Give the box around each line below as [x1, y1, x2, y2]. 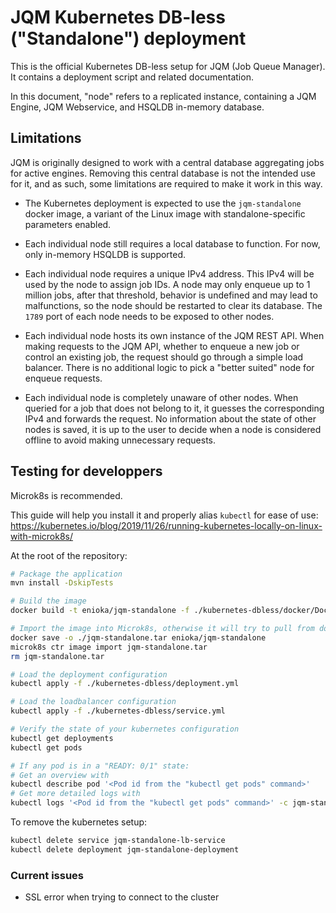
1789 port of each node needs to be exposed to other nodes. [24, 310, 275, 322]
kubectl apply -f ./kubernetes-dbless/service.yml [10, 706, 226, 716]
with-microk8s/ [10, 530, 74, 542]
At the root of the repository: [10, 549, 128, 561]
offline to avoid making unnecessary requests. [24, 434, 217, 446]
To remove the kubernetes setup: [10, 816, 148, 828]
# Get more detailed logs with [10, 789, 141, 799]
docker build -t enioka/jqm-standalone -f [10, 606, 190, 616]
